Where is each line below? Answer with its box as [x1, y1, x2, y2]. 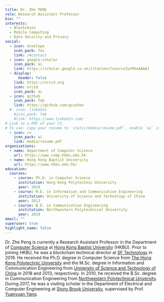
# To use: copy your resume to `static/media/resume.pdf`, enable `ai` [5, 125, 154, 130]
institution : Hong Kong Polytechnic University [18, 180, 117, 185]
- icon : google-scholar [9, 57, 58, 62]
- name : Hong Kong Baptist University [9, 157, 89, 162]
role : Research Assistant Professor [5, 12, 80, 17]
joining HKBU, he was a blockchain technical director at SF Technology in [5, 249, 153, 255]
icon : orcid [14, 84, 38, 90]
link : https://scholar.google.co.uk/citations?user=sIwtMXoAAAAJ [14, 67, 150, 71]
